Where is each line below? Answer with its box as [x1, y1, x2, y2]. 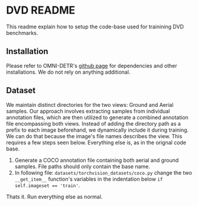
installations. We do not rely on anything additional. [6, 68, 131, 76]
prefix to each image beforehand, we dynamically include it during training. [6, 126, 189, 133]
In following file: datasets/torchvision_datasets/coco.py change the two [14, 169, 192, 176]
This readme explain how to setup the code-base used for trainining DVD [6, 23, 184, 30]
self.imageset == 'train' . [14, 181, 80, 189]
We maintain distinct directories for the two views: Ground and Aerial [6, 101, 174, 108]
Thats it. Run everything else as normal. [6, 193, 103, 200]
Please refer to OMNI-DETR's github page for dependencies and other [6, 62, 177, 69]
